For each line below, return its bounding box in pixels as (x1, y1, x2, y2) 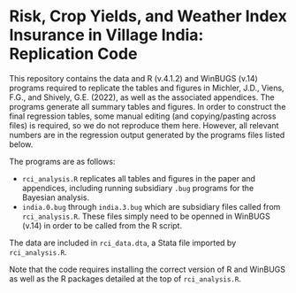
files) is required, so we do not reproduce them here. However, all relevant (9, 120, 279, 130)
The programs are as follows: (9, 156, 116, 166)
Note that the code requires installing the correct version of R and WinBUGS (9, 264, 285, 274)
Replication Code (9, 44, 138, 64)
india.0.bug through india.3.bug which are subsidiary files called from (21, 201, 281, 212)
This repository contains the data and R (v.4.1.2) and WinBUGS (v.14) (9, 73, 258, 83)
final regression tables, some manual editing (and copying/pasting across (9, 111, 277, 121)
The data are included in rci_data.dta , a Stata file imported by (9, 237, 237, 248)
